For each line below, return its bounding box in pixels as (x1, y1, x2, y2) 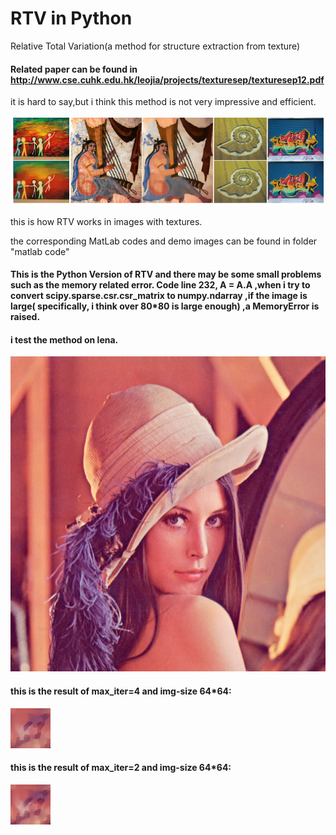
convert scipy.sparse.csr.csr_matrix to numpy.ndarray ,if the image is (10, 290, 308, 302)
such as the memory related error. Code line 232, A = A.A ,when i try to (10, 279, 311, 291)
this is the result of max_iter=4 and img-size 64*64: (10, 685, 232, 697)
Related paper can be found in (10, 63, 138, 75)
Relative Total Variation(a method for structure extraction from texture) (10, 40, 301, 52)
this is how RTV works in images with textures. (10, 215, 203, 227)
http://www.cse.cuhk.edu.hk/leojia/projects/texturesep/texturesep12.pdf (10, 73, 325, 86)
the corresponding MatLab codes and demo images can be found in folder (10, 235, 318, 247)
